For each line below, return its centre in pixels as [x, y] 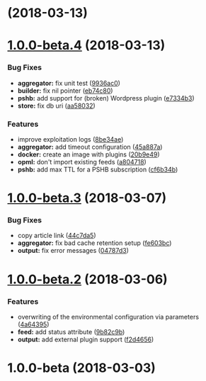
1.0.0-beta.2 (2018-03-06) [87, 279]
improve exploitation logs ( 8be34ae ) [70, 139]
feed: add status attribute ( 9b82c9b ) [71, 331]
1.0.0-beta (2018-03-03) [81, 368]
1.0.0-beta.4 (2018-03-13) [86, 46]
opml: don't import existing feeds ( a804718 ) [82, 161]
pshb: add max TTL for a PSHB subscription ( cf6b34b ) [98, 169]
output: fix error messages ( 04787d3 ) [73, 251]
